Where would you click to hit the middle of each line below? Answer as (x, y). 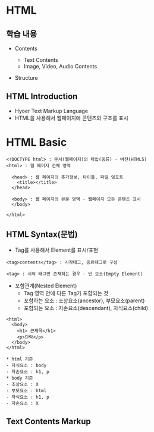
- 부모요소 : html (26, 390)
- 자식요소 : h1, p (28, 397)
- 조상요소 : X (22, 384)
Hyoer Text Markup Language (51, 111)
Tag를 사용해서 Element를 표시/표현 (56, 250)
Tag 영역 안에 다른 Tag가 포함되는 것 (66, 293)
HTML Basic (37, 142)
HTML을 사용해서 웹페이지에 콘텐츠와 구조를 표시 (72, 118)
